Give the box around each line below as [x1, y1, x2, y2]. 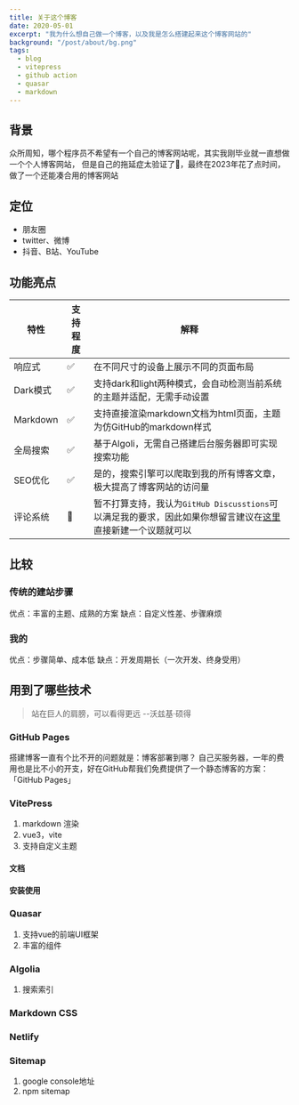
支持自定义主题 [21, 841, 77, 851]
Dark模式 [13, 383, 52, 396]
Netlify [9, 1030, 40, 1043]
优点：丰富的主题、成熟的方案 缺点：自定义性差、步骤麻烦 [9, 608, 222, 618]
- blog [17, 54, 42, 63]
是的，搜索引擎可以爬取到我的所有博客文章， [93, 467, 281, 480]
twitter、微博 [21, 235, 69, 246]
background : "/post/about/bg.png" [9, 37, 138, 47]
